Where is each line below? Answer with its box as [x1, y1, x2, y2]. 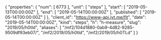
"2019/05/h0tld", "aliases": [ [5, 25, 62, 30]
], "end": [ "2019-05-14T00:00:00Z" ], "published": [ [36, 9, 141, 15]
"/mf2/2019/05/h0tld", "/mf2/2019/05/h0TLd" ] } [40, 30, 138, 35]
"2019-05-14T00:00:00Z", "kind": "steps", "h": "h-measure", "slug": [5, 19, 141, 25]
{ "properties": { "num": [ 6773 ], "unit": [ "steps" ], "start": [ [5, 4, 126, 10]
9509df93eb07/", [5, 30, 40, 35]
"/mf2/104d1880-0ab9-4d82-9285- [62, 25, 135, 30]
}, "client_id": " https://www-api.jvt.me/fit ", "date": [46, 14, 146, 20]
